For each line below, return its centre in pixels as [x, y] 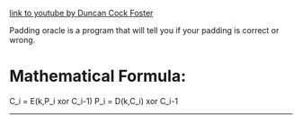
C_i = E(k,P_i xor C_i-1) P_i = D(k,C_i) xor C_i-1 [94, 101]
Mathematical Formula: [98, 76]
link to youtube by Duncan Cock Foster [81, 13]
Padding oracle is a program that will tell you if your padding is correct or [144, 30]
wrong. [22, 40]
